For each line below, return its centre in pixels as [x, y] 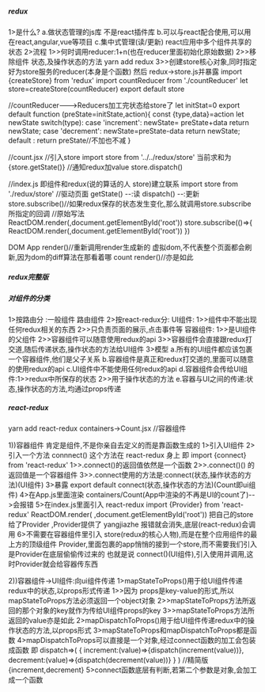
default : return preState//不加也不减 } [70, 140]
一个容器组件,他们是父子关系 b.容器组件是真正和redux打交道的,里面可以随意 [131, 359]
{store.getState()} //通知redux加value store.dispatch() [96, 167]
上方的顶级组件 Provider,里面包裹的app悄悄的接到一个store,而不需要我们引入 [132, 544]
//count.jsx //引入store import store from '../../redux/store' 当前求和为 [120, 157]
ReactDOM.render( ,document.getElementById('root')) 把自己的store [142, 515]
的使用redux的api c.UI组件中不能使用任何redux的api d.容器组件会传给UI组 [128, 369]
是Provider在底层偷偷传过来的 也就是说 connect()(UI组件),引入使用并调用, [127, 554]
